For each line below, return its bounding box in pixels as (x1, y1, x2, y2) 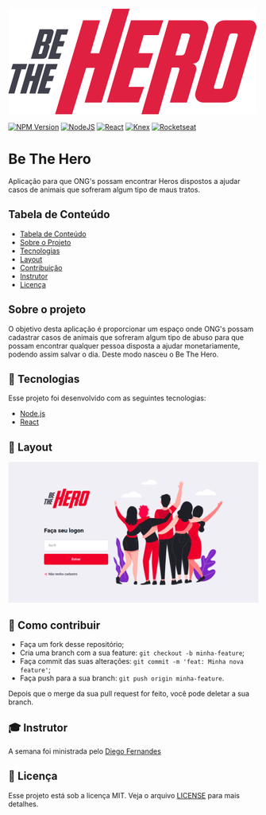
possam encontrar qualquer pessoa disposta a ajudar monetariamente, (8, 341, 241, 350)
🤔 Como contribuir (8, 618, 101, 632)
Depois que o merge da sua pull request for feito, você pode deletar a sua (8, 689, 250, 698)
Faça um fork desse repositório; (19, 640, 125, 649)
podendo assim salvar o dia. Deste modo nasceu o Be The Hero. (8, 349, 219, 359)
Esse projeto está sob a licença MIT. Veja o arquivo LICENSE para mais (8, 790, 241, 800)
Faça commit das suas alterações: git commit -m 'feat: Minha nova (19, 657, 244, 665)
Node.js (19, 409, 46, 419)
